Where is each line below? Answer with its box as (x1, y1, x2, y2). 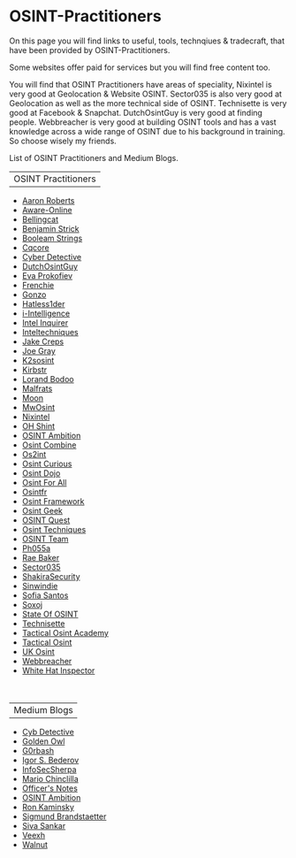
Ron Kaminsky (21, 801, 75, 812)
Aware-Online (21, 204, 72, 215)
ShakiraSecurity (21, 571, 81, 581)
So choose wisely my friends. (9, 135, 117, 146)
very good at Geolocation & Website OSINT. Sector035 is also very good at (9, 88, 283, 99)
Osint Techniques (21, 524, 87, 534)
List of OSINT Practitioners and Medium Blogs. (9, 152, 178, 163)
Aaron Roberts (21, 195, 75, 205)
